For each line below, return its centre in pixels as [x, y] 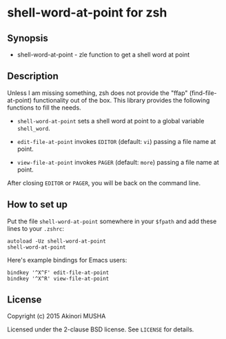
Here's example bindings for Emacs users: [67, 260]
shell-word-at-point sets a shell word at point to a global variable [111, 121]
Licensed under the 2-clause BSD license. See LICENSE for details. [101, 329]
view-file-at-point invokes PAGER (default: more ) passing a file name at [118, 162]
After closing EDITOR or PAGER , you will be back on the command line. [104, 183]
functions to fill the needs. [44, 107]
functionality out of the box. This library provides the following [122, 100]
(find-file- [203, 93]
